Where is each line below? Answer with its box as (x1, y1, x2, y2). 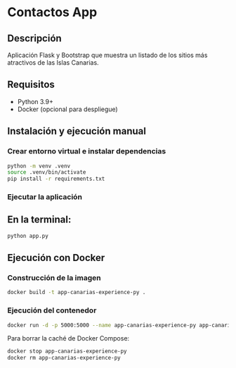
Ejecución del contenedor (7, 305, 97, 315)
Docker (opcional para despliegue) (17, 105, 118, 113)
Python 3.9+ (17, 97, 54, 106)
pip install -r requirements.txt (7, 175, 105, 183)
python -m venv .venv (7, 163, 71, 170)
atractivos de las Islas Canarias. (7, 58, 100, 67)
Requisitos (7, 79, 55, 91)
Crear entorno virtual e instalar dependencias (7, 146, 166, 156)
